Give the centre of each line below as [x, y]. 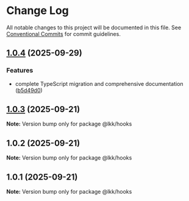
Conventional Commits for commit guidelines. [63, 33]
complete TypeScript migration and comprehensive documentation [99, 83]
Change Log [37, 11]
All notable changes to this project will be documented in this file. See [94, 27]
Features [20, 71]
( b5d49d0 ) [29, 90]
